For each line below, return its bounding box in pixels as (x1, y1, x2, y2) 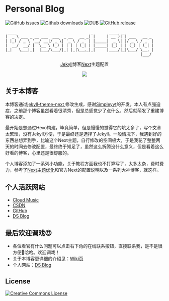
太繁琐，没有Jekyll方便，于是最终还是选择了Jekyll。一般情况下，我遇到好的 (5, 131, 162, 137)
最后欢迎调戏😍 (5, 228, 52, 237)
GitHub (12, 208, 28, 214)
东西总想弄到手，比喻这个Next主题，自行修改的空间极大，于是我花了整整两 (5, 137, 160, 143)
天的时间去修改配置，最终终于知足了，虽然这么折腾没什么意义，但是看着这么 (5, 143, 164, 149)
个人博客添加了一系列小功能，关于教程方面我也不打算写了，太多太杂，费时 (5, 160, 159, 167)
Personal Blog (5, 3, 64, 15)
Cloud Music (12, 196, 39, 203)
